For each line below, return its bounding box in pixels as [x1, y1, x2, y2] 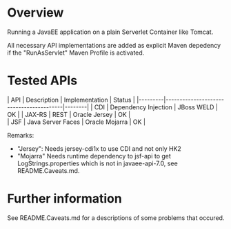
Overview [7, 5, 64, 21]
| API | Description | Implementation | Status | [7, 95, 136, 104]
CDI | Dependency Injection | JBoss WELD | [94, 102, 219, 111]
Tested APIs [7, 73, 78, 89]
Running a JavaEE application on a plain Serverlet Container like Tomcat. [7, 28, 214, 36]
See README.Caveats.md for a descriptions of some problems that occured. [7, 213, 225, 222]
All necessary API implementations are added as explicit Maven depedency [7, 41, 221, 49]
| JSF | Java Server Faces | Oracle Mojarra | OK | [7, 118, 146, 126]
